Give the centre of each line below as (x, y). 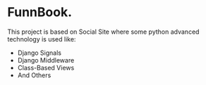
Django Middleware (46, 60)
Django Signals (40, 53)
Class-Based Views (46, 67)
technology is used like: (42, 39)
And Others (34, 75)
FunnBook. (40, 12)
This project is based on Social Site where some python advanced (103, 32)
